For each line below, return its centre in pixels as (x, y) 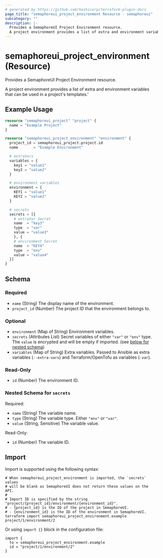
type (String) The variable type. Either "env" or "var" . (65, 418)
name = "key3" (29, 223)
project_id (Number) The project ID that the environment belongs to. (81, 308)
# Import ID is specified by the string (47, 499)
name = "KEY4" (29, 246)
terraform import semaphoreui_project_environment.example (66, 516)
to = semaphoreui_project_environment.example (57, 542)
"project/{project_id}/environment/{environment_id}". (62, 503)
